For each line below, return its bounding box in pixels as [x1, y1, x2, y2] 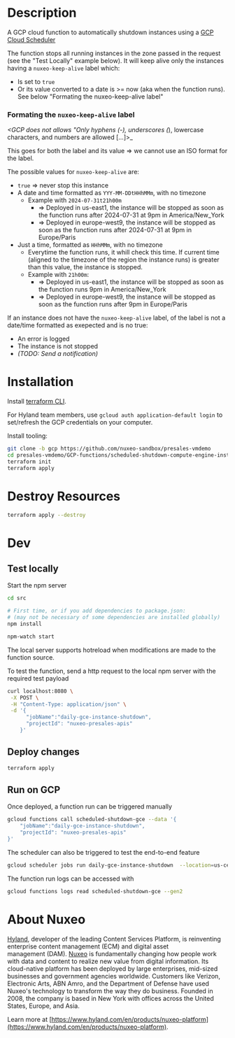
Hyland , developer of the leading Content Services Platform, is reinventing [7, 934, 222, 943]
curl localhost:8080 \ [7, 688, 73, 695]
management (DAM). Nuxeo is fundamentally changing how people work [7, 949, 217, 958]
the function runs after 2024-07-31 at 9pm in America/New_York [38, 211, 225, 220]
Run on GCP [7, 784, 61, 796]
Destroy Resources [7, 488, 121, 504]
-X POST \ [10, 694, 39, 701]
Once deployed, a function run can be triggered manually [7, 802, 173, 811]
